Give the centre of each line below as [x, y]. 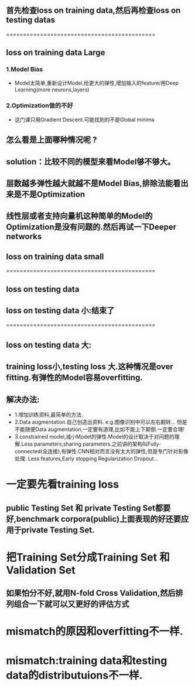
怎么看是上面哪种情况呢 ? [52, 140]
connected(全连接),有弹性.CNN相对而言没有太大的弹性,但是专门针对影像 [101, 451]
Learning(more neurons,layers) [52, 89]
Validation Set [41, 570]
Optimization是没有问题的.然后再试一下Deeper [91, 227]
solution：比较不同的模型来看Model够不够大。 [91, 162]
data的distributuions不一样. [74, 675]
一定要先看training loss [63, 485]
